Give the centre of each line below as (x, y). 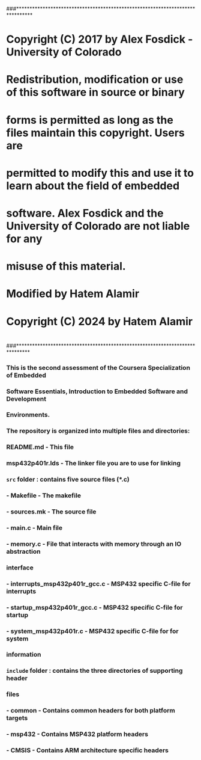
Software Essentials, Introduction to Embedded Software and (97, 391)
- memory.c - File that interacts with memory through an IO (94, 544)
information (24, 655)
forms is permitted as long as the (90, 120)
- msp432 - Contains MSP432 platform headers (77, 734)
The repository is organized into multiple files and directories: (98, 431)
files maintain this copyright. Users (95, 133)
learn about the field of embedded (93, 185)
